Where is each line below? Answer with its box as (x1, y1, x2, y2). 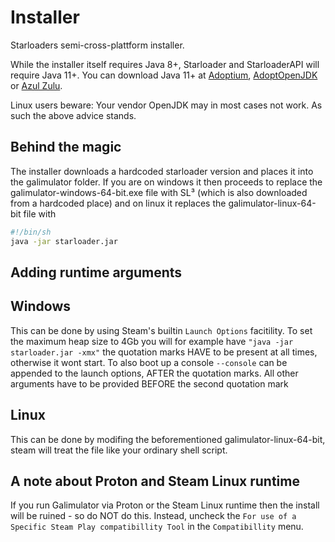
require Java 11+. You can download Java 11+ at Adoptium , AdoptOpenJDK (10, 69, 318, 81)
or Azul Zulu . (10, 79, 63, 91)
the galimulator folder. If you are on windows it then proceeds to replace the (10, 176, 323, 188)
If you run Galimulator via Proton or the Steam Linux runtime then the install (10, 499, 320, 511)
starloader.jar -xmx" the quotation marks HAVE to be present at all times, (10, 346, 318, 358)
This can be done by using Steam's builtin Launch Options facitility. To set (10, 324, 313, 336)
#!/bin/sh (10, 227, 52, 237)
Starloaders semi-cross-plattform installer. (10, 39, 185, 51)
